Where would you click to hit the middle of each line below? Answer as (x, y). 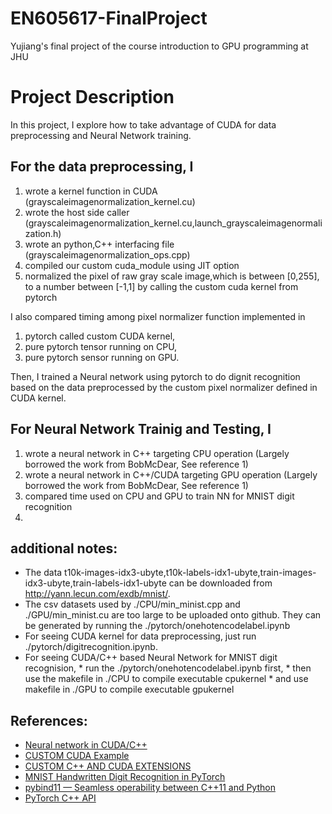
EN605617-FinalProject (109, 18)
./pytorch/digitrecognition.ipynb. (91, 647)
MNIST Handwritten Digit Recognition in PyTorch (125, 777)
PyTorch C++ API (60, 798)
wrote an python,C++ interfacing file (99, 244)
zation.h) (43, 233)
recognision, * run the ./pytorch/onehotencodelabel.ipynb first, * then (168, 668)
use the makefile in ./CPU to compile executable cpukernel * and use (166, 679)
